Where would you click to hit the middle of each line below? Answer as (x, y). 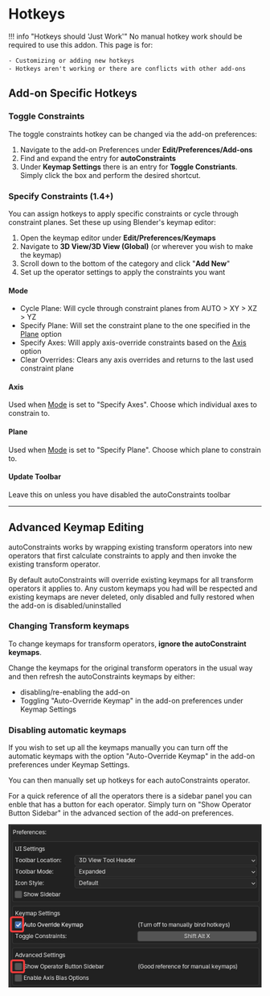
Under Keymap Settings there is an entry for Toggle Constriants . (129, 167)
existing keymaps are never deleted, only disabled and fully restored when (131, 596)
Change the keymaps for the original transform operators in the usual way (131, 668)
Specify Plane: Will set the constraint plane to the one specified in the (135, 326)
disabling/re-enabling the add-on (75, 692)
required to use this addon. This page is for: (81, 44)
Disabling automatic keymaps (67, 730)
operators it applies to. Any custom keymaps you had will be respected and (133, 588)
